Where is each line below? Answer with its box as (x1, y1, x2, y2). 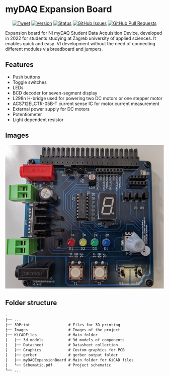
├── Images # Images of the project (5, 328, 121, 333)
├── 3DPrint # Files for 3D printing (5, 323, 121, 328)
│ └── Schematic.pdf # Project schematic (5, 363, 112, 368)
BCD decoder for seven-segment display (12, 89, 98, 96)
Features (5, 60, 34, 69)
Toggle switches (12, 79, 47, 85)
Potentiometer (12, 111, 42, 117)
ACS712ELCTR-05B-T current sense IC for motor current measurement (12, 101, 160, 107)
